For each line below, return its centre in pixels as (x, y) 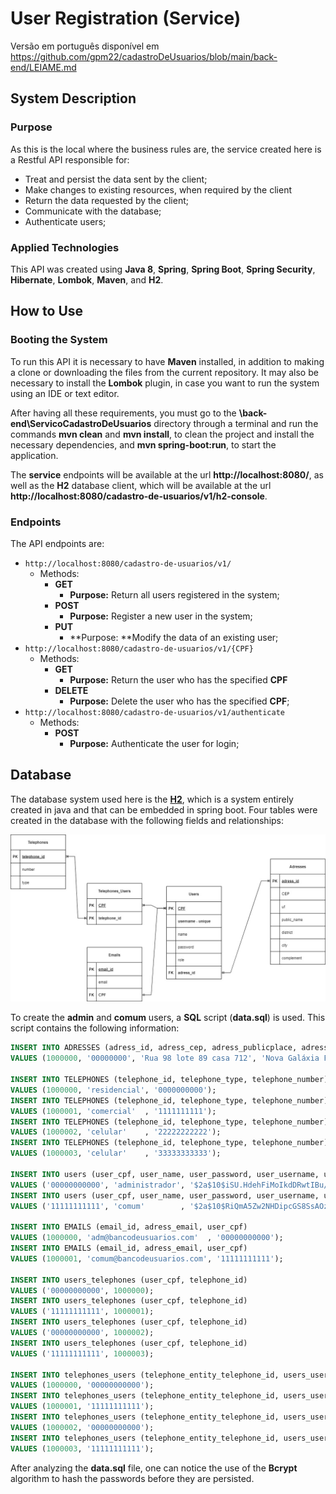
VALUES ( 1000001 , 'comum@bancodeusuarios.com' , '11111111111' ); (147, 1258)
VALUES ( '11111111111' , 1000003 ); (82, 1353)
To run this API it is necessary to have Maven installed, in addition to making (167, 361)
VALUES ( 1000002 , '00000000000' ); (82, 1427)
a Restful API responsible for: (70, 159)
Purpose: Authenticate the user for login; (154, 743)
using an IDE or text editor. (65, 393)
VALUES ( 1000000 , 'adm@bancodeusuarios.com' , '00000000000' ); (147, 1238)
